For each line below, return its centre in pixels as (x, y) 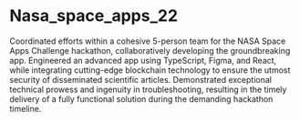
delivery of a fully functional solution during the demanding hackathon (141, 99)
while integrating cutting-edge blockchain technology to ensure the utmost (150, 70)
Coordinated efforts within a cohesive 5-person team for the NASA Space (148, 41)
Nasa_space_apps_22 (94, 16)
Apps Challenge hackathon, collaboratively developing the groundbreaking (150, 50)
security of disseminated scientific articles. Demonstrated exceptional (140, 79)
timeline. (26, 108)
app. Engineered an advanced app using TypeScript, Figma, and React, (143, 60)
